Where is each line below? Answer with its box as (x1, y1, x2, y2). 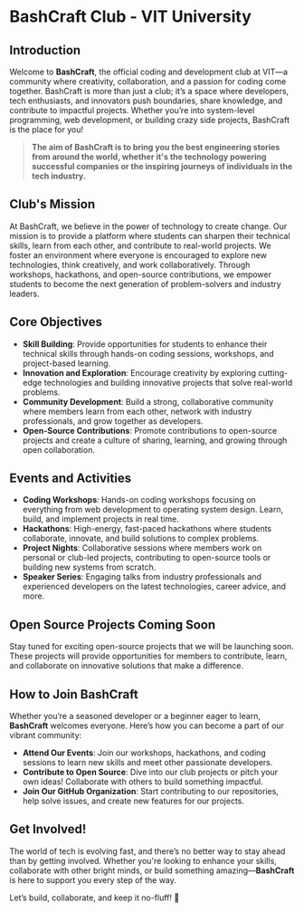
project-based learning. (22, 358, 111, 369)
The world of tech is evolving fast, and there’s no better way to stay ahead (9, 845, 286, 857)
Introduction (9, 43, 81, 58)
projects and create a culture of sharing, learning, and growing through (22, 435, 288, 446)
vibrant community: (9, 730, 82, 741)
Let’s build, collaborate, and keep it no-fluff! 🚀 (9, 892, 180, 903)
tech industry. (31, 170, 86, 181)
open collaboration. (22, 444, 95, 455)
